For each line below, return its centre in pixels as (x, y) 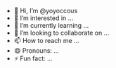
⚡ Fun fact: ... (33, 58)
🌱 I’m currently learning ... (51, 25)
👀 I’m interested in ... (44, 18)
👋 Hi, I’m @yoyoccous (46, 11)
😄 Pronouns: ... (37, 51)
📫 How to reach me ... (46, 41)
